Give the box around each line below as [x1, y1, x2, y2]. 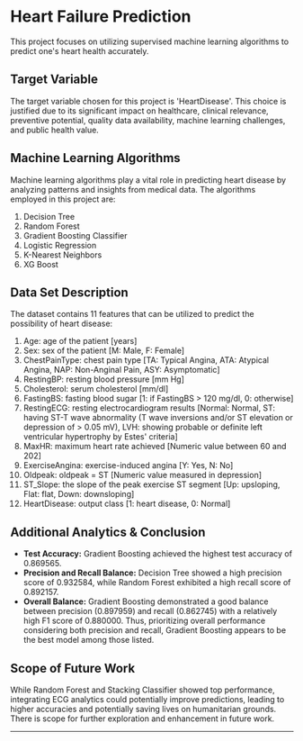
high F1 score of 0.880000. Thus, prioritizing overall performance [22, 615, 266, 627]
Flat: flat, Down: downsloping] [22, 489, 135, 500]
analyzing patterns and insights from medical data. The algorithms [10, 184, 256, 194]
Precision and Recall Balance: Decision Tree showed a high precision [22, 567, 282, 578]
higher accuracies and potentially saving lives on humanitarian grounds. [10, 704, 277, 714]
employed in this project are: [10, 194, 116, 204]
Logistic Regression [22, 239, 97, 250]
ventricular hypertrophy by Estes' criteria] [22, 431, 178, 442]
